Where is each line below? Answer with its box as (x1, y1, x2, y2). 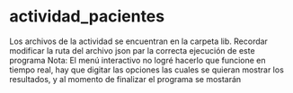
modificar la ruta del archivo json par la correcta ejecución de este (9, 45, 255, 55)
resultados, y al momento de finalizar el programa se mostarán (9, 73, 242, 84)
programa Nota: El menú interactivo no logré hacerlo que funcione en (9, 55, 267, 65)
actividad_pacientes (9, 6, 164, 27)
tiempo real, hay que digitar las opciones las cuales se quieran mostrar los (9, 64, 285, 75)
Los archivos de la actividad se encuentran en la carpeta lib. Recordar (9, 36, 268, 46)
